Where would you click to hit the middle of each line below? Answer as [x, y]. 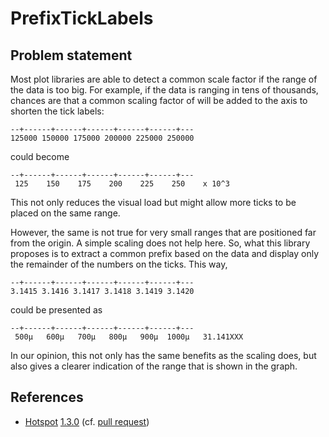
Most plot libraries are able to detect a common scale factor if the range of [164, 79]
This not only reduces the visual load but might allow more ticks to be [153, 202]
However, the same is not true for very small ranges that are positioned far [163, 232]
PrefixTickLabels [82, 18]
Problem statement [71, 55]
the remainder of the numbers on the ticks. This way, [119, 264]
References [47, 397]
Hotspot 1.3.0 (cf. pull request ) [87, 421]
